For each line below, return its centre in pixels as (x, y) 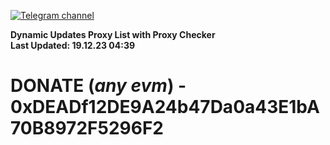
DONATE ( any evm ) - (98, 86)
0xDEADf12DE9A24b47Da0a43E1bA (165, 107)
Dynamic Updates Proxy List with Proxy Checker (113, 34)
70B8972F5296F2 (87, 128)
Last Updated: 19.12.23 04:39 (73, 45)
